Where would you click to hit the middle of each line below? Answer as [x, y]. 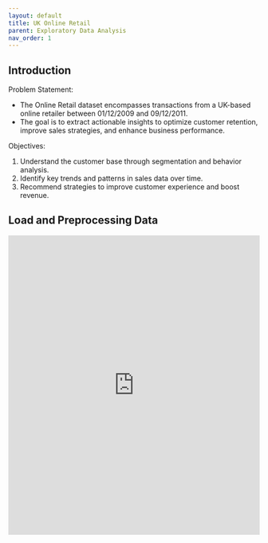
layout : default [35, 16]
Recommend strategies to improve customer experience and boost [130, 187]
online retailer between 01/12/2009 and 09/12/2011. [104, 113]
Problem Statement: [41, 89]
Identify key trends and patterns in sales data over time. [111, 178]
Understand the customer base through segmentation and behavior [130, 161]
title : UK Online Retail [49, 23]
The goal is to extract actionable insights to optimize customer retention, [139, 122]
